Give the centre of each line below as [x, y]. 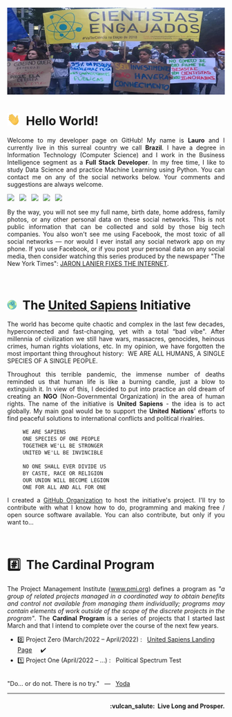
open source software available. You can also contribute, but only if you [116, 515]
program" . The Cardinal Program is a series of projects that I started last [116, 618]
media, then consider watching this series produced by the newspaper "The [116, 256]
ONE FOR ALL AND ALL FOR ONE [65, 488]
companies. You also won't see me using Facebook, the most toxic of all [116, 234]
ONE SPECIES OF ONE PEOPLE [61, 439]
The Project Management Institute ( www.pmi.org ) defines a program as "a [116, 589]
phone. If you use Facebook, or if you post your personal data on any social [116, 249]
